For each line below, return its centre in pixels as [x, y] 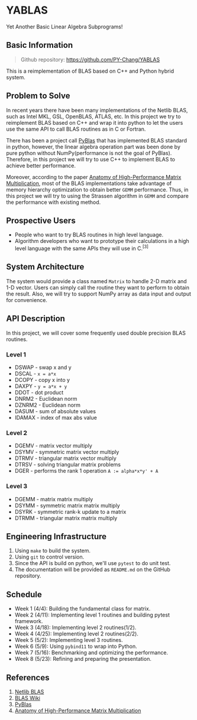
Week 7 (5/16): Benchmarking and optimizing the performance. [91, 653]
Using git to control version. [49, 557]
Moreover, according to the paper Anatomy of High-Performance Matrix [94, 177]
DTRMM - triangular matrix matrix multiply [66, 518]
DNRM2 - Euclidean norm [46, 398]
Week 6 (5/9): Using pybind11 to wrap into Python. [76, 646]
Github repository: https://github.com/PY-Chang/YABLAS [90, 59]
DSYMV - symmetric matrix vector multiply [67, 452]
